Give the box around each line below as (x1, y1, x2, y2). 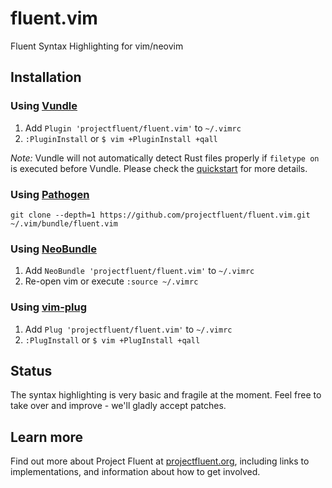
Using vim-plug (10, 300, 88, 314)
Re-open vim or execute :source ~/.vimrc (24, 275, 199, 287)
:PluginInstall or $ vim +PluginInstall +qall (24, 132, 218, 144)
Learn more (10, 428, 84, 446)
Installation (10, 69, 82, 86)
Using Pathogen (10, 187, 90, 201)
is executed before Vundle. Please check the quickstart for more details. (10, 162, 308, 174)
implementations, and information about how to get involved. (10, 466, 261, 478)
